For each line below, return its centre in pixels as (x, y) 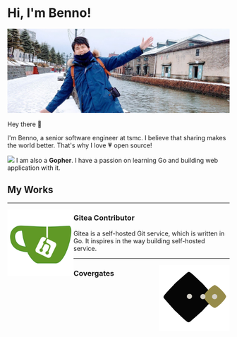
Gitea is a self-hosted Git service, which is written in (149, 233)
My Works (30, 189)
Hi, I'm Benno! (49, 13)
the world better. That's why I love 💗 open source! (80, 145)
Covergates (94, 273)
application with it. (34, 168)
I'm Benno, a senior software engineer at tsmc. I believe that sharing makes (117, 137)
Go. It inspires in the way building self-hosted (140, 240)
